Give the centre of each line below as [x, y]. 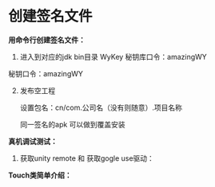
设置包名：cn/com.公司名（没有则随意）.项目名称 [101, 107]
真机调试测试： [33, 141]
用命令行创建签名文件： [47, 40]
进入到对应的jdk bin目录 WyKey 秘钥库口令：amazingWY [113, 56]
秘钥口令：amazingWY [46, 73]
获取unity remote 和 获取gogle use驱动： [87, 158]
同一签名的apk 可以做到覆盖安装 [72, 124]
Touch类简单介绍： [40, 175]
